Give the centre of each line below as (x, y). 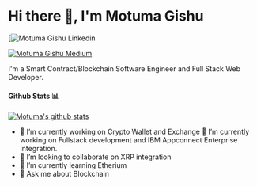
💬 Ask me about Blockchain (64, 174)
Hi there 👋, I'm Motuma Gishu (106, 16)
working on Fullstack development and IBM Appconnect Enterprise (128, 140)
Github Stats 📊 (34, 96)
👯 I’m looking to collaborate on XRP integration (95, 157)
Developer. (26, 77)
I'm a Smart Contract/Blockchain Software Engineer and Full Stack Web (125, 68)
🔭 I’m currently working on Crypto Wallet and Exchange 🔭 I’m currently (134, 132)
